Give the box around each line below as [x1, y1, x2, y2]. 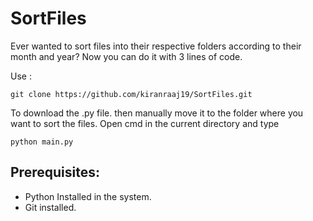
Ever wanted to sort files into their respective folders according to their [10, 40, 302, 52]
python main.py [10, 137, 74, 147]
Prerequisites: [10, 164, 100, 181]
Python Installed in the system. [24, 190, 152, 202]
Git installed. [24, 201, 77, 213]
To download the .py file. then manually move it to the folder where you [10, 107, 304, 119]
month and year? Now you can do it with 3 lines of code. [10, 50, 243, 62]
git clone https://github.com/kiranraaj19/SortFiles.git [10, 89, 253, 99]
